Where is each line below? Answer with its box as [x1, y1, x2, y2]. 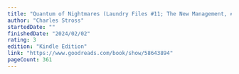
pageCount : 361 [7, 56, 53, 63]
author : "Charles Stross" [7, 17, 84, 24]
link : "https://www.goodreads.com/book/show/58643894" [7, 50, 174, 57]
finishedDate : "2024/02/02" [7, 30, 91, 37]
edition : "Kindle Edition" [7, 43, 87, 50]
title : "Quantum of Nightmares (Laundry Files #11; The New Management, [7, 10, 228, 18]
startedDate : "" [7, 23, 55, 30]
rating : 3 [7, 37, 37, 44]
